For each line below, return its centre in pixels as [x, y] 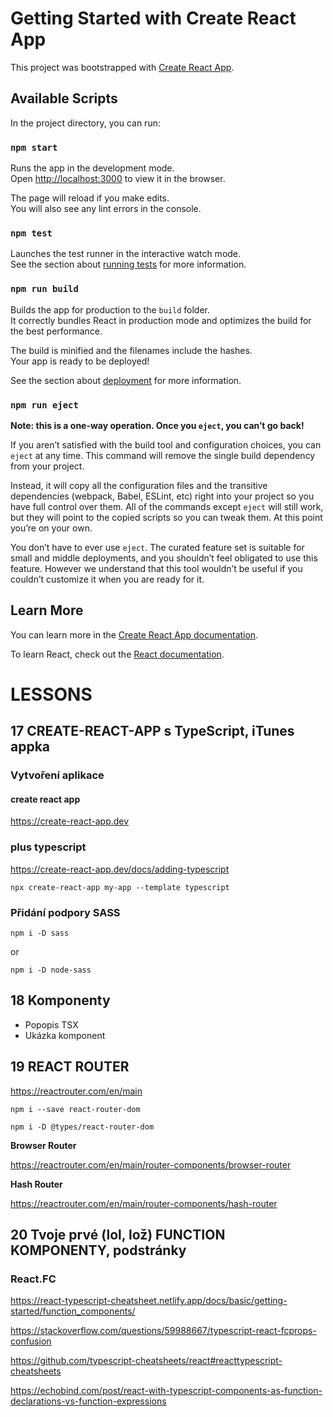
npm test [31, 233]
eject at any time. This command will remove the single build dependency [163, 455]
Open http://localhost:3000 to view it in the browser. [118, 179]
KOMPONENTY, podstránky [98, 1250]
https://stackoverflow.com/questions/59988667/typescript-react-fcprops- [163, 1331]
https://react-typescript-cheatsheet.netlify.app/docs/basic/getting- [149, 1301]
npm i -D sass [40, 933]
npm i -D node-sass [51, 970]
